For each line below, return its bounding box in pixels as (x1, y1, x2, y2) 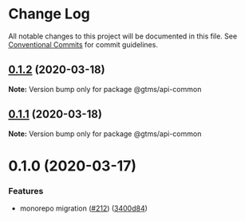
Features (8, 185, 44, 196)
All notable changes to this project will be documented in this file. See (8, 31, 238, 41)
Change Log (8, 5, 90, 23)
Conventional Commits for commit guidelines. (8, 39, 158, 49)
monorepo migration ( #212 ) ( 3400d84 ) (19, 203, 148, 213)
